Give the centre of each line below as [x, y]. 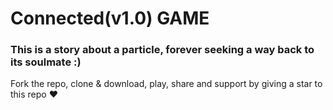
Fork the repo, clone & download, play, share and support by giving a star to [166, 84]
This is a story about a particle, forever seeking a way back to [162, 50]
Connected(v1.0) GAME [110, 18]
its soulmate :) [46, 62]
